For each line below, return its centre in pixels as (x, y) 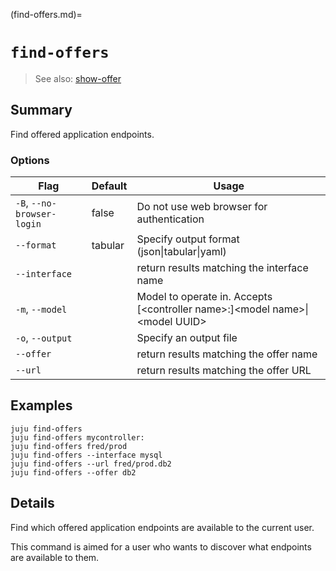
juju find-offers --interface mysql (86, 455)
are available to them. (55, 557)
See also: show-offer (78, 78)
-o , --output (44, 338)
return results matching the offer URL (224, 371)
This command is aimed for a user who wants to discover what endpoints (161, 546)
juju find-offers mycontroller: (77, 437)
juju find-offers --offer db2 (73, 472)
